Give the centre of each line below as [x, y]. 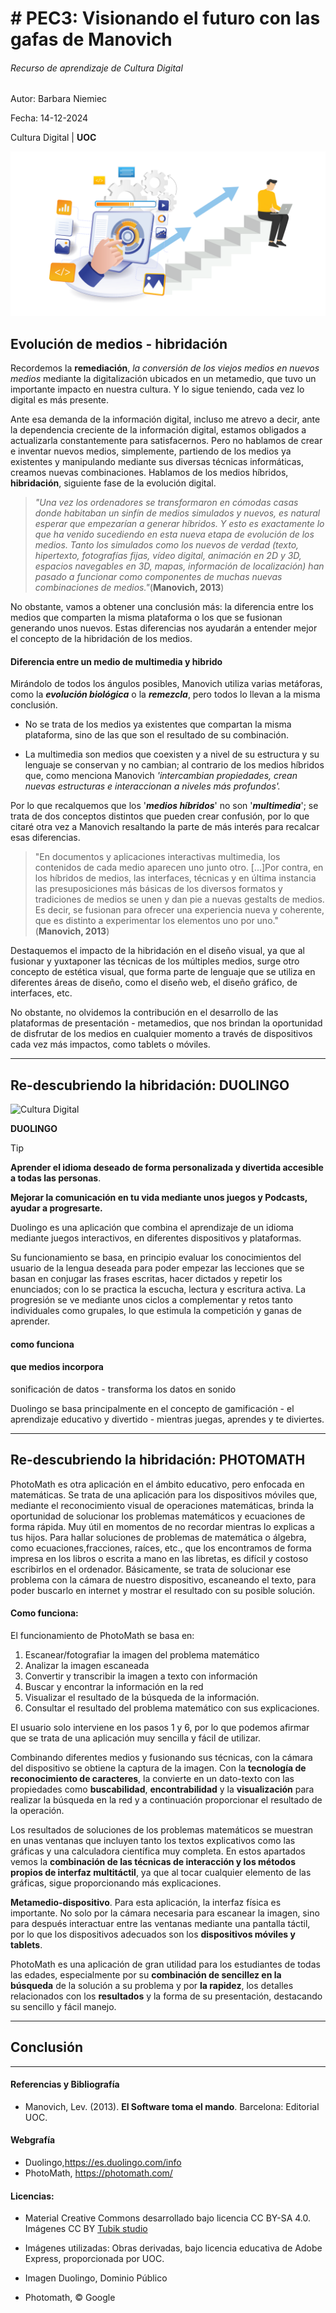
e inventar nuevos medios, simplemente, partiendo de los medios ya [151, 451]
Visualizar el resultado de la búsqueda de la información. [142, 1697]
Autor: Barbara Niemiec [59, 99]
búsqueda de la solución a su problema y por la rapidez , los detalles [152, 1985]
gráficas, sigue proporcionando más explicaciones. [116, 1883]
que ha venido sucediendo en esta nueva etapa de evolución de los [174, 534]
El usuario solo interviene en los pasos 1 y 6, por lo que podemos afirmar [160, 1727]
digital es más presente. [59, 400]
